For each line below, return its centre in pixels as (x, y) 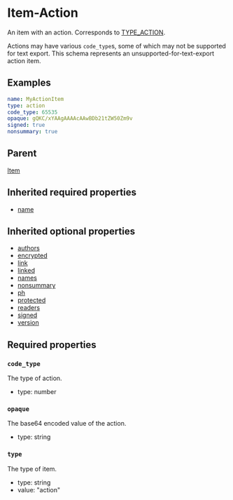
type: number (37, 392)
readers (29, 308)
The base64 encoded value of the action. (67, 424)
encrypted (32, 256)
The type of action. (35, 378)
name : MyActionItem (36, 99)
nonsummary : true (33, 132)
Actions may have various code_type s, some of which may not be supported (116, 46)
